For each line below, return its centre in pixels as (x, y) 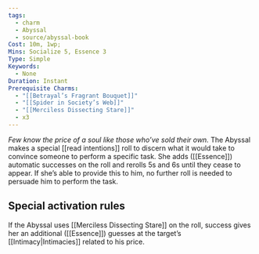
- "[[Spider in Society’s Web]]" (70, 103)
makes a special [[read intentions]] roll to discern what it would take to (121, 148)
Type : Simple (29, 60)
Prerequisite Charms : (43, 88)
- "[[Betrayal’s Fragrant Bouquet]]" (77, 96)
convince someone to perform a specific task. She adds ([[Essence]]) (121, 156)
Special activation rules (67, 206)
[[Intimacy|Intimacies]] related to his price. (76, 241)
